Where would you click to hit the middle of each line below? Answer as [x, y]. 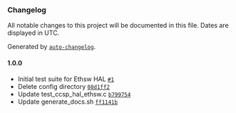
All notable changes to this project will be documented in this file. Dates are [118, 26]
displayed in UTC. [34, 33]
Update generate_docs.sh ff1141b [68, 102]
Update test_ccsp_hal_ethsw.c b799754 [74, 94]
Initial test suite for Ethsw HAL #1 [66, 79]
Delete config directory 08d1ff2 [64, 86]
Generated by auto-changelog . [52, 47]
